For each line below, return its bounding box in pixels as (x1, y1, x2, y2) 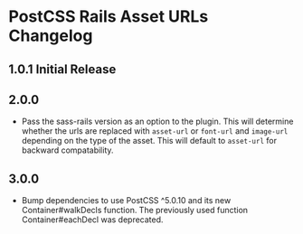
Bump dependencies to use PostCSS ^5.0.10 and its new (21, 195, 232, 206)
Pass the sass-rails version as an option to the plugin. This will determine (21, 116, 294, 127)
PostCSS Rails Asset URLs (8, 6, 209, 27)
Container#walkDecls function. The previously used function (21, 205, 249, 216)
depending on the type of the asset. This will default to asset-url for (21, 136, 278, 146)
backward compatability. (21, 145, 114, 155)
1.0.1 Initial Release (8, 61, 117, 77)
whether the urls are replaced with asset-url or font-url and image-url (21, 126, 289, 136)
